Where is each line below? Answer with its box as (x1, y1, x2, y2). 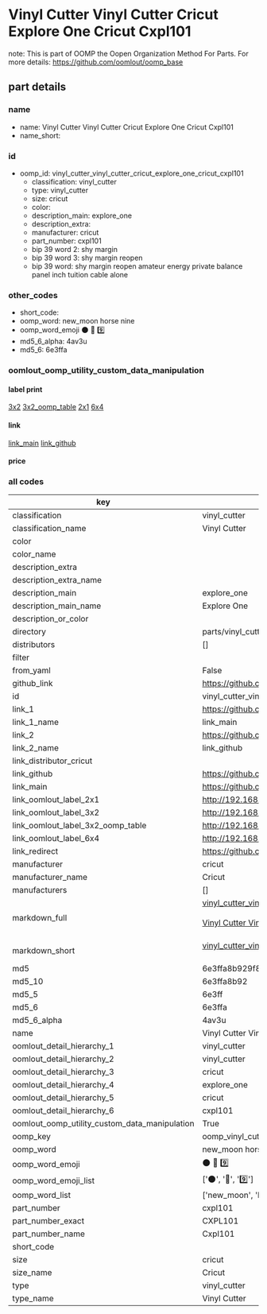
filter (12, 652, 30, 663)
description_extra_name (12, 575, 102, 586)
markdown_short (12, 945, 75, 956)
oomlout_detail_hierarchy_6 (12, 1105, 114, 1116)
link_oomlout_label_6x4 (12, 833, 100, 844)
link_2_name (12, 742, 60, 754)
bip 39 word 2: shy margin (31, 244, 118, 254)
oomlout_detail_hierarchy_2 (12, 1053, 114, 1064)
